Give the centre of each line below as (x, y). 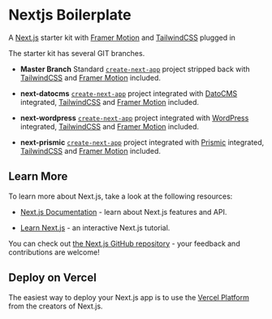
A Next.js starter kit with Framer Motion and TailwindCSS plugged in (122, 37)
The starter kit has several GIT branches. (77, 53)
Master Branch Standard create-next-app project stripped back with (135, 69)
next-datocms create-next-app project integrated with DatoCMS (129, 93)
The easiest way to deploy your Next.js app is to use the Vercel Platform (129, 297)
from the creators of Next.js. (56, 306)
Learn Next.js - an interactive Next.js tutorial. (95, 227)
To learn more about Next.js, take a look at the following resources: (121, 196)
